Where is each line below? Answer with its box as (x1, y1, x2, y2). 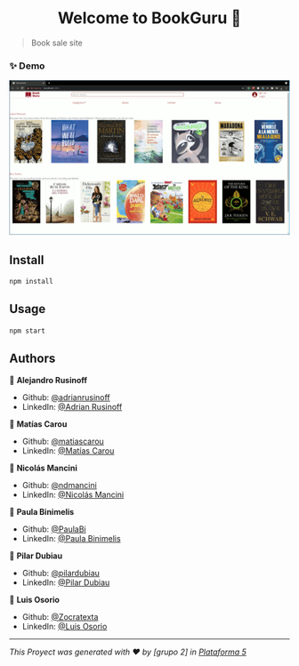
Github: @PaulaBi (21, 524, 86, 534)
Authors (9, 351, 56, 366)
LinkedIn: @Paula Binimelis (21, 533, 122, 543)
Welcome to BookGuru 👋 (57, 8, 242, 28)
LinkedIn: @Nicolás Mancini (21, 489, 125, 500)
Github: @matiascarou (21, 436, 104, 446)
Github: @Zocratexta (21, 611, 99, 622)
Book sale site (30, 37, 83, 48)
